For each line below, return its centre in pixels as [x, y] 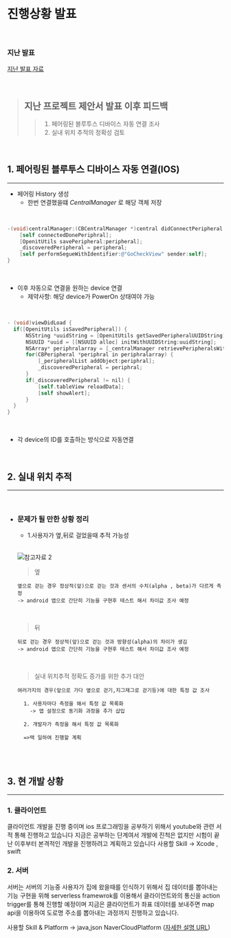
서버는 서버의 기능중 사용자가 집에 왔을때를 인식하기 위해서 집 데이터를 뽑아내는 [113, 886]
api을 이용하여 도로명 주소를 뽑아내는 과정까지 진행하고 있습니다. [93, 913]
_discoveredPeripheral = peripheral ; [74, 248]
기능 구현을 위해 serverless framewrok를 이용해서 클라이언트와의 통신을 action [114, 895]
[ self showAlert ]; [64, 393]
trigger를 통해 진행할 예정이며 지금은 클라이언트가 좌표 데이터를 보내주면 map [111, 904]
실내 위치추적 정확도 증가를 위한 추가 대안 [89, 676]
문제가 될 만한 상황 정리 [53, 519]
